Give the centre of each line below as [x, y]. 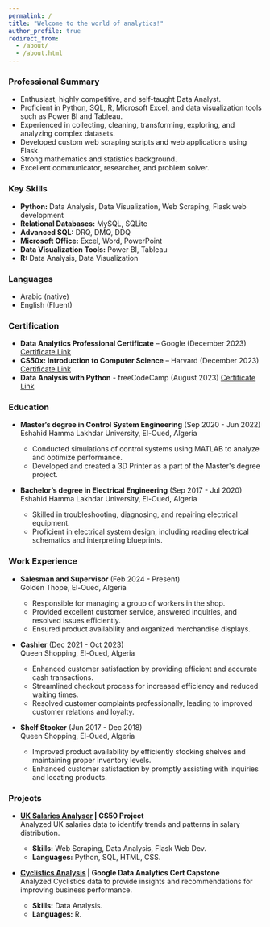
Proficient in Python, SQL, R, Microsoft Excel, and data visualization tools [141, 108]
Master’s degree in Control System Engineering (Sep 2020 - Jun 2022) [140, 425]
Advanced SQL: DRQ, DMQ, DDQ [75, 232]
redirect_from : [34, 38]
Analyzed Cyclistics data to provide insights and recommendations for [136, 882]
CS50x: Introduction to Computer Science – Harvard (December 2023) [139, 361]
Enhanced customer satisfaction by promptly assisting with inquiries [145, 769]
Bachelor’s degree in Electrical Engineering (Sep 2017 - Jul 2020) [131, 490]
